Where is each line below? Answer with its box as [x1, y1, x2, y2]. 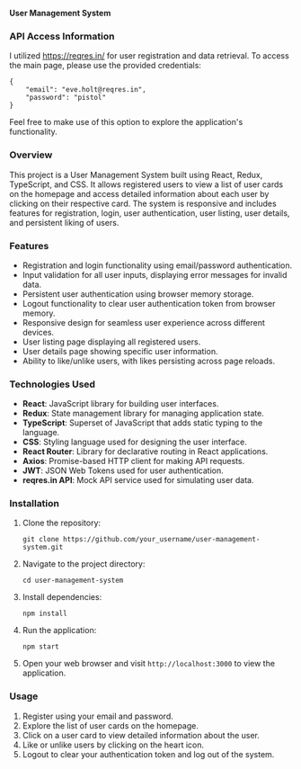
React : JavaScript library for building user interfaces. [22, 398, 219, 409]
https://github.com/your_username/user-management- [62, 535, 261, 544]
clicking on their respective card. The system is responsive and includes [9, 198, 277, 209]
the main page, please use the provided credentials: [9, 60, 202, 71]
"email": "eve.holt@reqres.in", [25, 85, 146, 94]
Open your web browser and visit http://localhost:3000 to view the [22, 658, 276, 669]
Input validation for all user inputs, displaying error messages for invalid [22, 269, 288, 280]
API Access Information [9, 30, 115, 42]
